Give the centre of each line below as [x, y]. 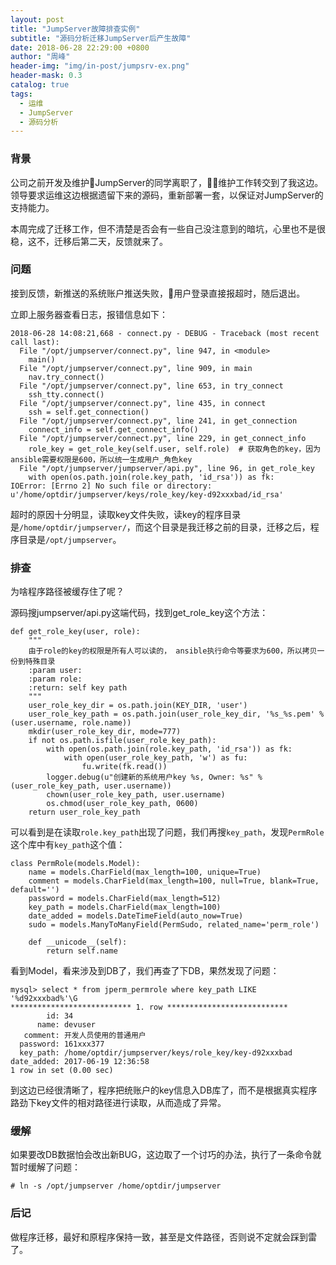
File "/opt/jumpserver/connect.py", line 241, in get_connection [158, 421]
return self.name [82, 951]
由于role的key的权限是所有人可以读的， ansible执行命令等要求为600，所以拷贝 [173, 651]
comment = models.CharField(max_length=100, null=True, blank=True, [174, 881]
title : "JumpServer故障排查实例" [75, 29]
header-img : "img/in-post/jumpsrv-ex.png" [100, 66]
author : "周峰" [40, 57]
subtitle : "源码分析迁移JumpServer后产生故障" [101, 38]
